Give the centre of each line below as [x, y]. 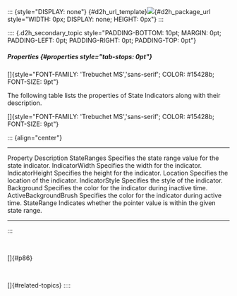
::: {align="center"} [35, 137]
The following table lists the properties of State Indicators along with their [114, 95]
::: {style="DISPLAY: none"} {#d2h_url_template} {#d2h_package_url [109, 12]
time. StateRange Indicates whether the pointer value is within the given [112, 203]
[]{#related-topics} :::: [39, 285]
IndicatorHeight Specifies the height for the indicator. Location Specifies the [118, 173]
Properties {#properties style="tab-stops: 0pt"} [80, 56]
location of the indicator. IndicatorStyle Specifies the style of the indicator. [115, 180]
